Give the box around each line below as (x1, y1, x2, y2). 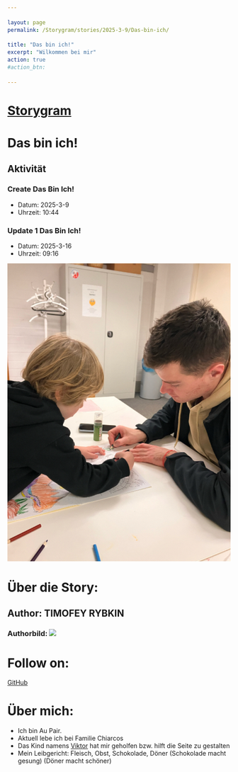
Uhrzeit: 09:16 (17, 249, 59, 258)
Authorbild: (7, 629, 48, 639)
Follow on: (7, 655, 69, 671)
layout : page (7, 18, 46, 26)
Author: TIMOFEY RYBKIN (7, 608, 125, 620)
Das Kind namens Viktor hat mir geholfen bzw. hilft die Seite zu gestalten (17, 742, 230, 750)
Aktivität (7, 163, 47, 175)
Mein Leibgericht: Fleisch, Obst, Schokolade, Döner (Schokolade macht (17, 749, 227, 758)
